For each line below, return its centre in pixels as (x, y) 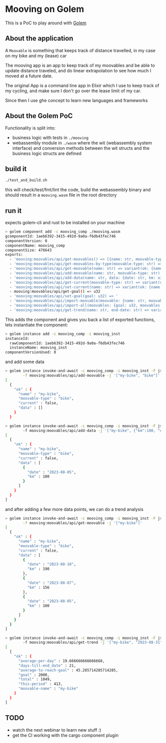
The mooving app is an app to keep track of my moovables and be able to (80, 65)
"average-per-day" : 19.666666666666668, (62, 661)
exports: (14, 255)
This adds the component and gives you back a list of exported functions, (80, 319)
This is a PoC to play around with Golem (46, 23)
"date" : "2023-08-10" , (52, 564)
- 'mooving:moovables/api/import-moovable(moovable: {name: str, (78, 301)
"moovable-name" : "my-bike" (48, 689)
